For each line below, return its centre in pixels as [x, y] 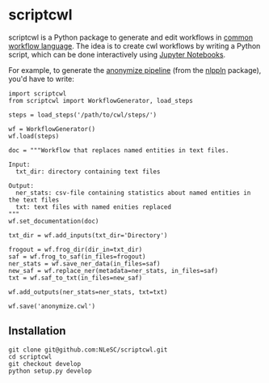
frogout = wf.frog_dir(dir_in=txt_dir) [76, 249]
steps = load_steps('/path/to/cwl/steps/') [83, 115]
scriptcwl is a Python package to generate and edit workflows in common [130, 37]
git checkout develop [45, 364]
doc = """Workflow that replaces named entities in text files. [119, 150]
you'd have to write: [42, 79]
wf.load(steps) [34, 136]
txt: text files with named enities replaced [94, 207]
